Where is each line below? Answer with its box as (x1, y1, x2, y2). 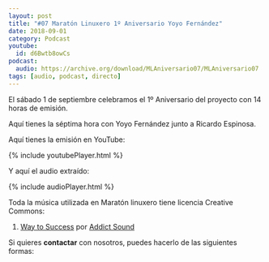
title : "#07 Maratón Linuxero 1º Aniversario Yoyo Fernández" (8, 19, 223, 28)
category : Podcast (8, 34, 70, 43)
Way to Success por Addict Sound (19, 221, 135, 231)
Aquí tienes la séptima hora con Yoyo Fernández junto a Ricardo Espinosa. (8, 118, 257, 128)
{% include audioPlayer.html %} (8, 182, 115, 191)
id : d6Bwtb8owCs (15, 49, 70, 58)
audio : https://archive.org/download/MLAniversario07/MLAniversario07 (15, 65, 259, 73)
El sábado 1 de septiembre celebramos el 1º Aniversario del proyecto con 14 (8, 94, 262, 104)
